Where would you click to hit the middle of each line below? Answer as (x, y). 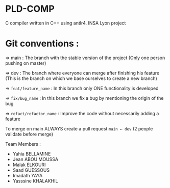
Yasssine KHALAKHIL (35, 181)
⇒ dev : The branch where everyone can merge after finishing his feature (82, 73)
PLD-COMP (30, 9)
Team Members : (23, 144)
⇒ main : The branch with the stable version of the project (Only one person (85, 58)
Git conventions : (42, 44)
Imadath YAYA (28, 175)
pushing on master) (26, 63)
